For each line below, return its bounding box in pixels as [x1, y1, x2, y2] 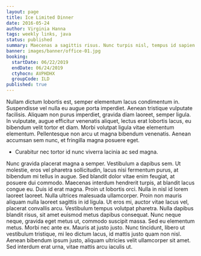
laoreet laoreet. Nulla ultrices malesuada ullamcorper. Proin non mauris [6, 192, 182, 199]
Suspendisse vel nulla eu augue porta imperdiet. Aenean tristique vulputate [6, 105, 193, 111]
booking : [6, 54, 28, 60]
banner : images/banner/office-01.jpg [6, 48, 101, 54]
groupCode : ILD [11, 76, 50, 82]
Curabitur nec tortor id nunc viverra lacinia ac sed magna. [14, 148, 158, 155]
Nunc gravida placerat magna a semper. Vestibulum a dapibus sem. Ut [6, 160, 181, 167]
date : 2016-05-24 [6, 20, 50, 26]
